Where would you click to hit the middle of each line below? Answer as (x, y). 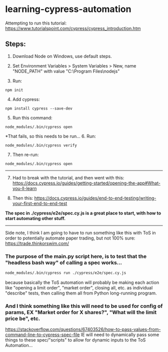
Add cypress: (26, 99)
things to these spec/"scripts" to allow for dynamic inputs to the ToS (75, 340)
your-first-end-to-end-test (40, 203)
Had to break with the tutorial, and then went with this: (68, 177)
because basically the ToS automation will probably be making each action (82, 282)
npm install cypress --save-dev (39, 108)
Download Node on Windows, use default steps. (62, 56)
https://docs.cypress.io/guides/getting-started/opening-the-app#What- (86, 183)
